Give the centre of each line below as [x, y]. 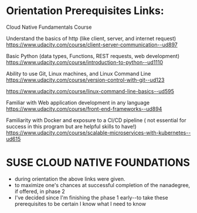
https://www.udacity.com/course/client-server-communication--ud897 [92, 45]
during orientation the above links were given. [70, 179]
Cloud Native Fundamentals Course [49, 27]
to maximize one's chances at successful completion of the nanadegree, [102, 185]
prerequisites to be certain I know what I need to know [80, 204]
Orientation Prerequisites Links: [85, 11]
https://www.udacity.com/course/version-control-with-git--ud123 [85, 80]
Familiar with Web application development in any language [78, 102]
